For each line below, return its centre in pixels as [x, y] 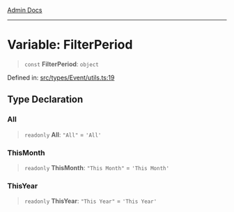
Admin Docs [25, 10]
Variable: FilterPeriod [70, 45]
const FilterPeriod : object [61, 64]
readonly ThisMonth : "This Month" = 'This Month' [96, 167]
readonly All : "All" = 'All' [63, 135]
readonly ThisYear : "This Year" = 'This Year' [91, 201]
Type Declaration [45, 99]
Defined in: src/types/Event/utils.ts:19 [61, 77]
